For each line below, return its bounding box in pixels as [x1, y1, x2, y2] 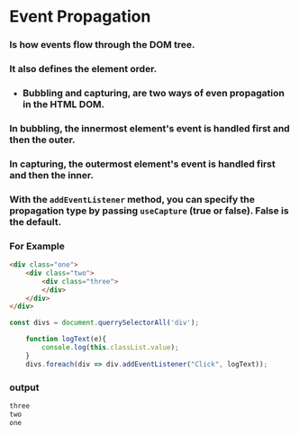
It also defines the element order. [9, 63, 158, 76]
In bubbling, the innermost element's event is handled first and [9, 122, 290, 134]
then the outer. [9, 133, 76, 146]
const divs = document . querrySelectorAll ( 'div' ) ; [9, 318, 200, 328]
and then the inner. [9, 168, 95, 181]
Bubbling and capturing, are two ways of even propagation [22, 86, 285, 99]
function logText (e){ [25, 335, 106, 344]
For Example [9, 240, 66, 252]
